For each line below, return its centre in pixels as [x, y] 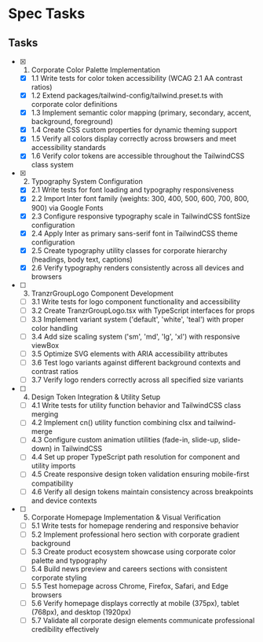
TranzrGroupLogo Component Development [102, 293]
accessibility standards [68, 148]
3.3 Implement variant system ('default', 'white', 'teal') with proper [138, 319]
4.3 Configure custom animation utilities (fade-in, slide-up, [126, 440]
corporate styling [59, 578]
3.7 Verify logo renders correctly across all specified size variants [137, 380]
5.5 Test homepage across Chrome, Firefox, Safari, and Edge [130, 585]
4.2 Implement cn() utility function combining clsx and [119, 423]
